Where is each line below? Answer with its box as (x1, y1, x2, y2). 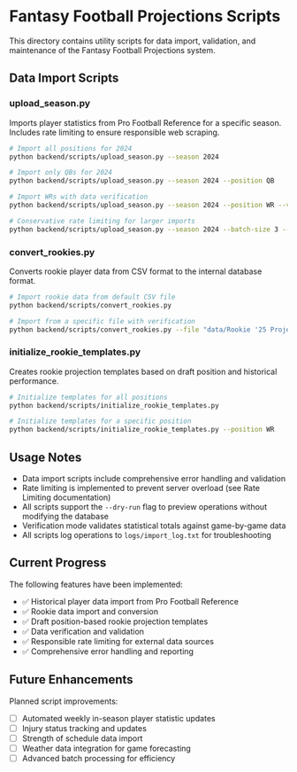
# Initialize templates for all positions (9, 393, 168, 402)
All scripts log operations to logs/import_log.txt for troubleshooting (21, 530, 272, 541)
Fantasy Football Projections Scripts (9, 6, 281, 27)
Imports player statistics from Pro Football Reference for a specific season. (9, 117, 282, 128)
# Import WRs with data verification (9, 192, 148, 201)
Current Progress (9, 556, 107, 571)
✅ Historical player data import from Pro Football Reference (21, 596, 239, 606)
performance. (9, 375, 59, 386)
